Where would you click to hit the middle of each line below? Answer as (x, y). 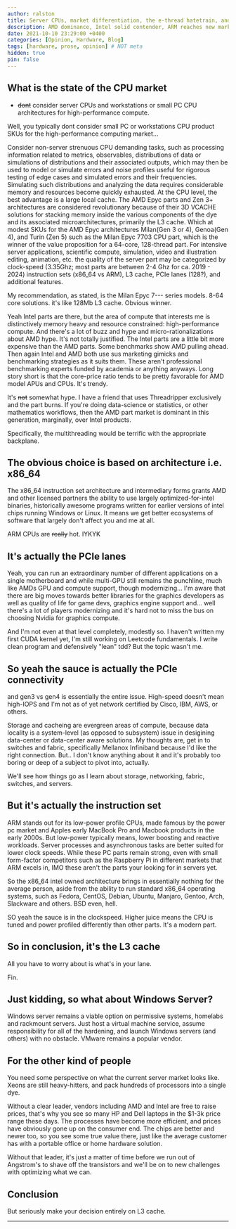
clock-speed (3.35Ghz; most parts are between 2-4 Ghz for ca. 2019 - (109, 266)
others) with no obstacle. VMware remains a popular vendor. (95, 1038)
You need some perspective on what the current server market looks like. (113, 1078)
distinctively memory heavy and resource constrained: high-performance (113, 323)
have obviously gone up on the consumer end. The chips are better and (111, 1128)
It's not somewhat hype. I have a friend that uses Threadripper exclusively (114, 397)
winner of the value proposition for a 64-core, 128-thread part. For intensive (117, 244)
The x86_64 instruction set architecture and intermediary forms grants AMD (117, 491)
